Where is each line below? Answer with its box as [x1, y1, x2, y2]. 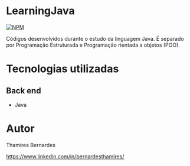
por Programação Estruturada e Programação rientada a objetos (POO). [6, 41, 180, 48]
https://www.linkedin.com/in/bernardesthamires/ [6, 152, 125, 160]
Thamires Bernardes [6, 141, 56, 148]
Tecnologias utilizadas [6, 62, 119, 76]
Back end [6, 86, 41, 96]
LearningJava [6, 4, 75, 18]
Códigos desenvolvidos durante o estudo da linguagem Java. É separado [6, 35, 184, 42]
